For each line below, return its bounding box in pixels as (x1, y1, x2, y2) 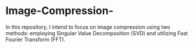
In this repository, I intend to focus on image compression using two (5, 23, 170, 30)
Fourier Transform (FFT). (5, 36, 66, 43)
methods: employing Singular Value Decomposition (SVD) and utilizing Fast (5, 29, 188, 36)
